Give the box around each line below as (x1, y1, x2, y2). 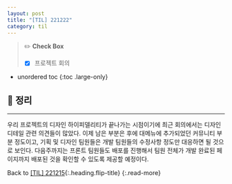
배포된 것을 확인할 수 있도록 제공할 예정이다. (30, 155, 149, 163)
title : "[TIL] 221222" (7, 17, 72, 23)
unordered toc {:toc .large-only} (17, 73, 108, 81)
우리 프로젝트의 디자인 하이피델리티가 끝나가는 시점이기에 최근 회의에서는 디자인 (7, 121, 222, 129)
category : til (7, 23, 48, 30)
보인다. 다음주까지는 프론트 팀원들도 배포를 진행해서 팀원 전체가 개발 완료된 (14, 146, 215, 155)
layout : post (7, 10, 45, 17)
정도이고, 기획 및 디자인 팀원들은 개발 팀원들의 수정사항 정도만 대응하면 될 (14, 138, 212, 146)
